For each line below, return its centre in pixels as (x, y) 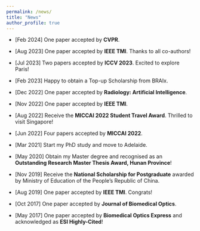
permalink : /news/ (29, 12)
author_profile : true (33, 23)
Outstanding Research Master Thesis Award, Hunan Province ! (93, 163)
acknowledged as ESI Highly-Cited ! (59, 222)
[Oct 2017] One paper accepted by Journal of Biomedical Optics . (96, 204)
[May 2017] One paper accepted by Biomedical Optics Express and (98, 215)
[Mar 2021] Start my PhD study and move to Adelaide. (81, 145)
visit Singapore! (34, 122)
